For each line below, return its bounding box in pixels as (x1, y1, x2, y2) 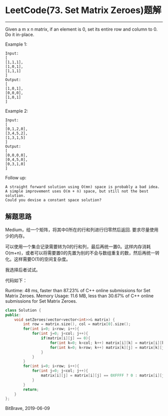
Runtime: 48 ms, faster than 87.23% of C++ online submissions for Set (5, 287, 151, 293)
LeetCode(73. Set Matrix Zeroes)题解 (5, 5, 161, 16)
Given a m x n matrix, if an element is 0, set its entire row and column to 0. (5, 26, 158, 32)
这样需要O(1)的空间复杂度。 (13, 256, 71, 262)
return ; (23, 387, 39, 392)
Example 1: (5, 41, 27, 47)
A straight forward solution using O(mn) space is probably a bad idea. (5, 184, 160, 189)
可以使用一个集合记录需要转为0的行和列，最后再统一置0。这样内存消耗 (5, 244, 151, 250)
